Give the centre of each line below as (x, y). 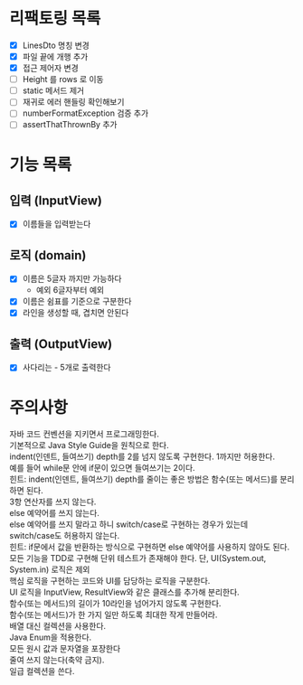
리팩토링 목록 (55, 19)
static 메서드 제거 (53, 90)
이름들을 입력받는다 (57, 224)
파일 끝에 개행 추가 (55, 56)
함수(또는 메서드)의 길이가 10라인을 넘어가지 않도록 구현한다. (115, 604)
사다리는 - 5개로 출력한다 (66, 368)
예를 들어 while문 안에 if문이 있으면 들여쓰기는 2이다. (103, 468)
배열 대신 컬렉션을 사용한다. (58, 626)
